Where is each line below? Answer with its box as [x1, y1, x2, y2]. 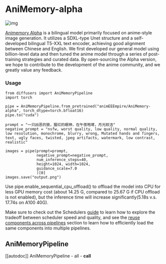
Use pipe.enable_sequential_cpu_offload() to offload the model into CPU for [5, 183, 161, 189]
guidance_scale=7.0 [36, 166, 77, 171]
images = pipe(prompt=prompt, [5, 148, 68, 153]
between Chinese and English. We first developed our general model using [5, 45, 159, 51]
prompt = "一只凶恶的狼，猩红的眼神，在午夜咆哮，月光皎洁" [5, 122, 116, 127]
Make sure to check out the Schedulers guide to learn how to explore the [5, 209, 155, 215]
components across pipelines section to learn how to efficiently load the [5, 220, 154, 226]
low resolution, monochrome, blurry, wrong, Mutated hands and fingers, [5, 131, 160, 136]
